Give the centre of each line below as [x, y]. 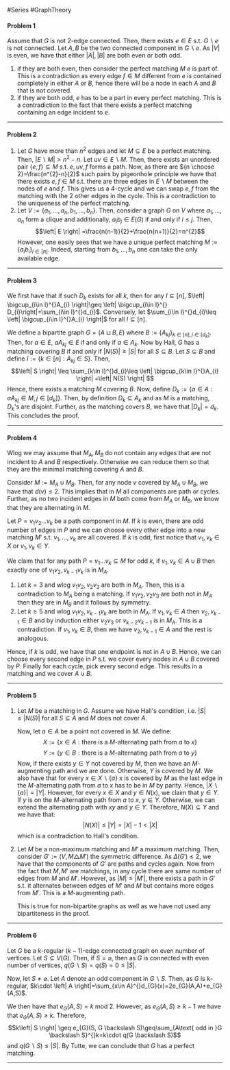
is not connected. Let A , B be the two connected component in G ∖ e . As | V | [114, 48]
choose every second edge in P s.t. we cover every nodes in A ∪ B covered [113, 659]
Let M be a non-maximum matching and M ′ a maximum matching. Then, [118, 849]
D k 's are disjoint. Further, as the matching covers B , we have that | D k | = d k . [113, 408]
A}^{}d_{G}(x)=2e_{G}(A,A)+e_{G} [174, 986]
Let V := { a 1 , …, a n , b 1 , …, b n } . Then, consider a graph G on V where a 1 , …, [119, 211]
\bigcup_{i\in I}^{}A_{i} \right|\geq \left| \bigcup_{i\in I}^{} [87, 305]
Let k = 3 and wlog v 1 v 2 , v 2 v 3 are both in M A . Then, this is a [101, 585]
